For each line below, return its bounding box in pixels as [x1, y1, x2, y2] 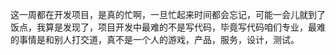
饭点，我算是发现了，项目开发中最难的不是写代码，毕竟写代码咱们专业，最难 [10, 21, 326, 33]
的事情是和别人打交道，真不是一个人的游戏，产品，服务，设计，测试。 [10, 34, 300, 45]
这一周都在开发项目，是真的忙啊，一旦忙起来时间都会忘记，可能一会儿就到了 [10, 9, 326, 20]
